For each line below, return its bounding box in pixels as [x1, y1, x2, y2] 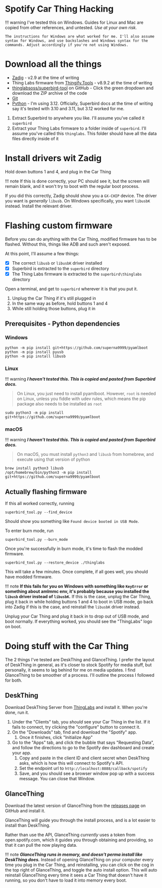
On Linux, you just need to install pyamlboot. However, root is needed [16, 390, 156, 396]
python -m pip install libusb [5, 353, 66, 359]
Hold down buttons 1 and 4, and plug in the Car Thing [5, 168, 111, 174]
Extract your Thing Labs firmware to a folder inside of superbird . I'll [12, 125, 147, 131]
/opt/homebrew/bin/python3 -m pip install [5, 470, 92, 475]
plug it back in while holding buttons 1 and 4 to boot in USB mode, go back [5, 599, 154, 605]
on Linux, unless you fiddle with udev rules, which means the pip [16, 396, 146, 402]
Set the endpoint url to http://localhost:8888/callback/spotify [19, 765, 147, 771]
